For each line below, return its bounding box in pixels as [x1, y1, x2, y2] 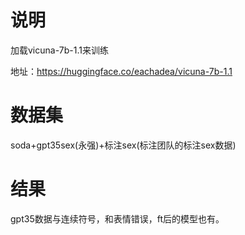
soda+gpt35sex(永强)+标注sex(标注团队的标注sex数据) [10, 139, 237, 151]
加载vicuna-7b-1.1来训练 [10, 44, 109, 56]
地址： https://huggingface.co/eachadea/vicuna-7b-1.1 [10, 65, 233, 77]
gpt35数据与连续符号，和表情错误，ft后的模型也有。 [10, 212, 225, 225]
